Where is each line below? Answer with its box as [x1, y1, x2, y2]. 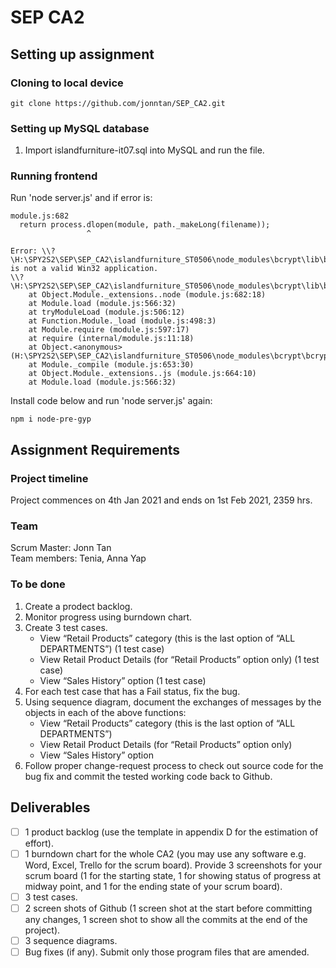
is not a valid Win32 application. [10, 264, 159, 274]
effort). [24, 837, 54, 849]
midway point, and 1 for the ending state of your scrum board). [24, 880, 283, 892]
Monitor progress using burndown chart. [24, 611, 193, 623]
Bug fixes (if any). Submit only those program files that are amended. [24, 946, 310, 958]
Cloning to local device [10, 76, 124, 90]
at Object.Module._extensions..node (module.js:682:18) [28, 290, 267, 300]
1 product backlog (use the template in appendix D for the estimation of [24, 826, 319, 838]
